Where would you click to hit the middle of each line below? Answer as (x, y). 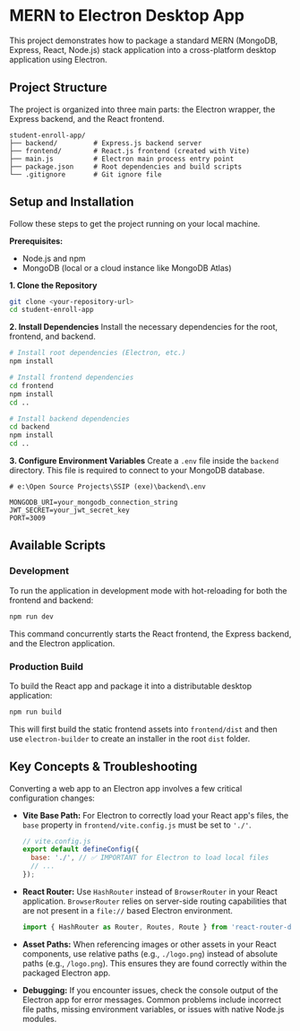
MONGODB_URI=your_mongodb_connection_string (94, 503)
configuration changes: (52, 798)
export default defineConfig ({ (81, 849)
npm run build (36, 712)
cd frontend (31, 386)
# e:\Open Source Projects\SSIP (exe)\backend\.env (107, 487)
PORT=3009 (28, 518)
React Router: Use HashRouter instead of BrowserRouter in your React (150, 891)
